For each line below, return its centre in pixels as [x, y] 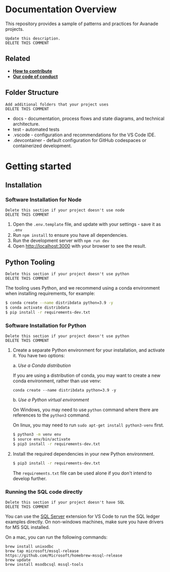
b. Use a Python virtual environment [51, 400]
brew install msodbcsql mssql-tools [44, 564]
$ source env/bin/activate [41, 439]
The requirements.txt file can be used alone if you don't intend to [82, 473]
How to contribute [32, 71]
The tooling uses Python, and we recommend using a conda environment [83, 288]
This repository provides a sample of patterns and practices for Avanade [82, 24]
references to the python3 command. [51, 415]
